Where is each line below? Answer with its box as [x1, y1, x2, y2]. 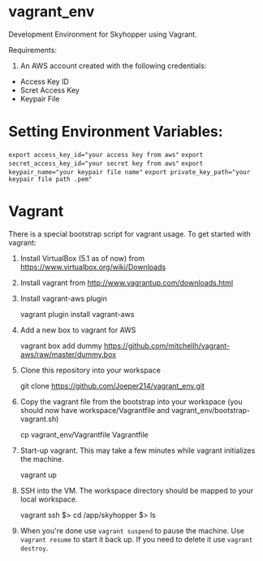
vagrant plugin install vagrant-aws [19, 309, 135, 319]
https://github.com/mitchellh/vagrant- [104, 341, 231, 350]
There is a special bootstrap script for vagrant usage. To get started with [8, 228, 252, 238]
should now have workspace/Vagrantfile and [19, 405, 170, 415]
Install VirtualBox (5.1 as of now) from [19, 253, 144, 263]
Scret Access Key [19, 85, 80, 95]
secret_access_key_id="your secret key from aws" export [8, 159, 204, 167]
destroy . [19, 543, 49, 553]
